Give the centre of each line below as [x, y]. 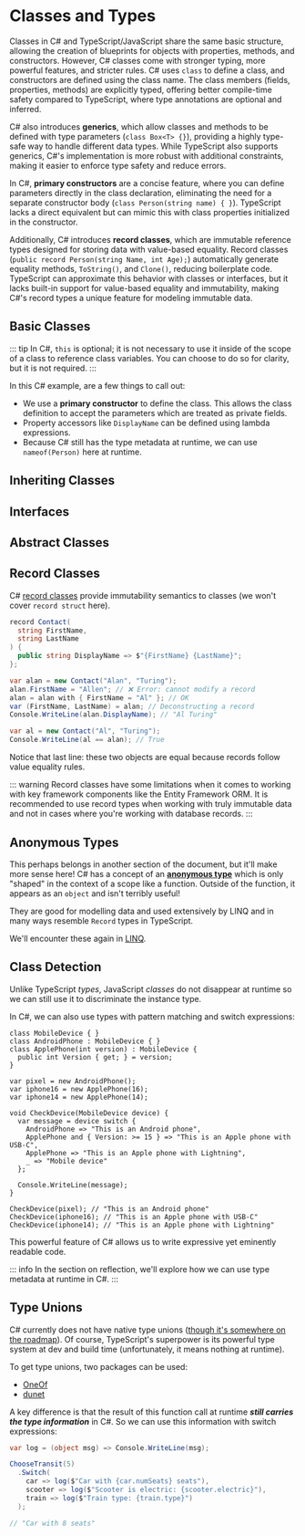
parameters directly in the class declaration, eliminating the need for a [141, 193]
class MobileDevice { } [55, 1033]
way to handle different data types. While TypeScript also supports [153, 146]
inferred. [25, 109]
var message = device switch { [77, 1121]
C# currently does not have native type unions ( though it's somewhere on [148, 1330]
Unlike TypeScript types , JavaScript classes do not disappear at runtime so [151, 989]
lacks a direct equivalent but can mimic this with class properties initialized [149, 212]
